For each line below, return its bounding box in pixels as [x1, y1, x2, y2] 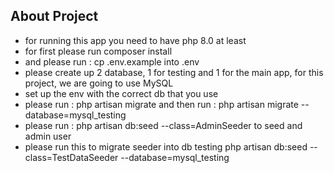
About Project [10, 8, 99, 25]
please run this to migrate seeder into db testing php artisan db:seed [24, 140, 308, 153]
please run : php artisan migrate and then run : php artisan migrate [24, 98, 299, 110]
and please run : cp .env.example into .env [24, 55, 200, 68]
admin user [24, 130, 72, 142]
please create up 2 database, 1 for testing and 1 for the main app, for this [24, 66, 324, 78]
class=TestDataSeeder [24, 151, 119, 163]
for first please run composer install [24, 45, 173, 57]
